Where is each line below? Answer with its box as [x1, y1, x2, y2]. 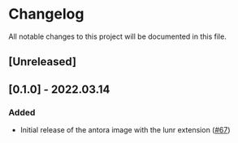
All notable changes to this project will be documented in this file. [8, 32, 227, 41]
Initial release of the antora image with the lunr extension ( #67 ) [19, 125, 231, 135]
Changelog [8, 5, 84, 23]
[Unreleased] [8, 55, 77, 69]
